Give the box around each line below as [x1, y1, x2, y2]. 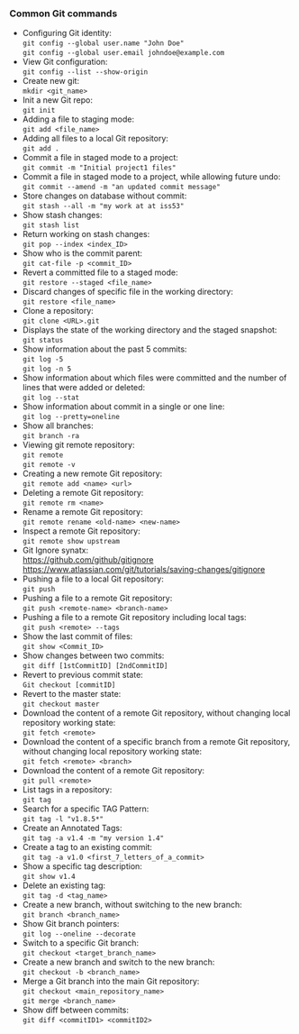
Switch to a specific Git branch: [22, 938, 140, 948]
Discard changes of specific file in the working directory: [22, 287, 234, 297]
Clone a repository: [22, 306, 95, 316]
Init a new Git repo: [22, 95, 93, 105]
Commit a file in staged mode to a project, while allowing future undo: [22, 171, 281, 182]
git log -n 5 [22, 364, 72, 374]
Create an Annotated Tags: [22, 823, 122, 834]
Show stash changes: [22, 210, 103, 221]
